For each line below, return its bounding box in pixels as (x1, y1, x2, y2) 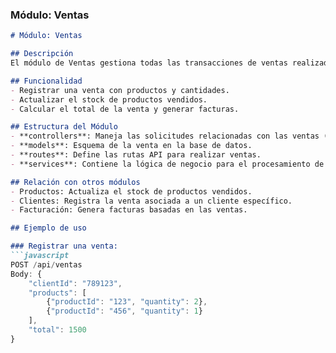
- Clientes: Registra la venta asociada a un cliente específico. (10, 196, 293, 206)
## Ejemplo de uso (10, 223, 87, 233)
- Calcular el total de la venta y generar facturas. (10, 104, 240, 114)
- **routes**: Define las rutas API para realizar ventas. (10, 150, 262, 160)
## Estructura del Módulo (10, 122, 118, 132)
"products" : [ (28, 288, 87, 298)
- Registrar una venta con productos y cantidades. (10, 85, 230, 95)
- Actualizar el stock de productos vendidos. (10, 94, 208, 105)
